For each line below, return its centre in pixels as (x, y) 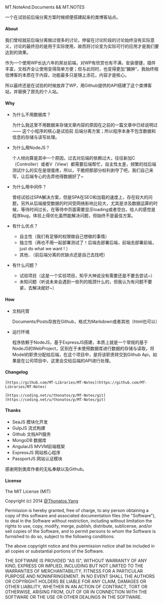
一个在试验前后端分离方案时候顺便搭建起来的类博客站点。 (63, 17)
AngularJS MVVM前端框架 (39, 447)
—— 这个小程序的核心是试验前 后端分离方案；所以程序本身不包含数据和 (84, 131)
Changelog (17, 372)
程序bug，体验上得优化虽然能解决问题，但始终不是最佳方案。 (74, 216)
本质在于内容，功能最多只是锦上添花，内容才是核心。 (75, 75)
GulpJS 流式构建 (29, 428)
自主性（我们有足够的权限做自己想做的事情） (64, 237)
